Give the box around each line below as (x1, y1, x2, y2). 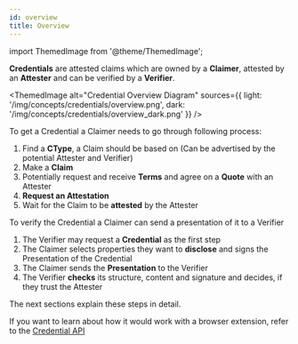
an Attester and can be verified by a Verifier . (9, 72, 175, 83)
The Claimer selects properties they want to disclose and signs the (21, 244, 269, 254)
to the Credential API (9, 325, 85, 336)
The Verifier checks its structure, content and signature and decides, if (21, 272, 283, 283)
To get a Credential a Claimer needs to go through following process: (9, 125, 262, 136)
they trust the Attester (21, 281, 103, 292)
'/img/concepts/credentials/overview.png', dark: (9, 99, 185, 109)
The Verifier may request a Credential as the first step (21, 234, 221, 244)
